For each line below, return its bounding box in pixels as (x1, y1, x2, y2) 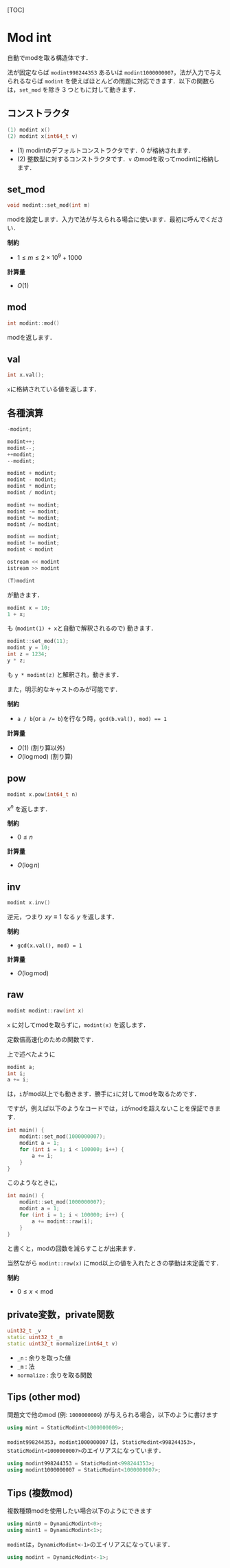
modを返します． (7, 333, 56, 341)
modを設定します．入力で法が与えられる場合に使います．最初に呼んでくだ (7, 215, 218, 223)
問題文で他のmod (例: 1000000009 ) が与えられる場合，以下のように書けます (7, 1410, 218, 1418)
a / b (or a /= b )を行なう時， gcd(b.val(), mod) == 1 (16, 714, 167, 722)
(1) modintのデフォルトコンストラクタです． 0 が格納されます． (16, 146, 194, 154)
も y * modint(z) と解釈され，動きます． (7, 670, 123, 678)
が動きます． (7, 591, 43, 599)
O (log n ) (16, 861, 40, 869)
